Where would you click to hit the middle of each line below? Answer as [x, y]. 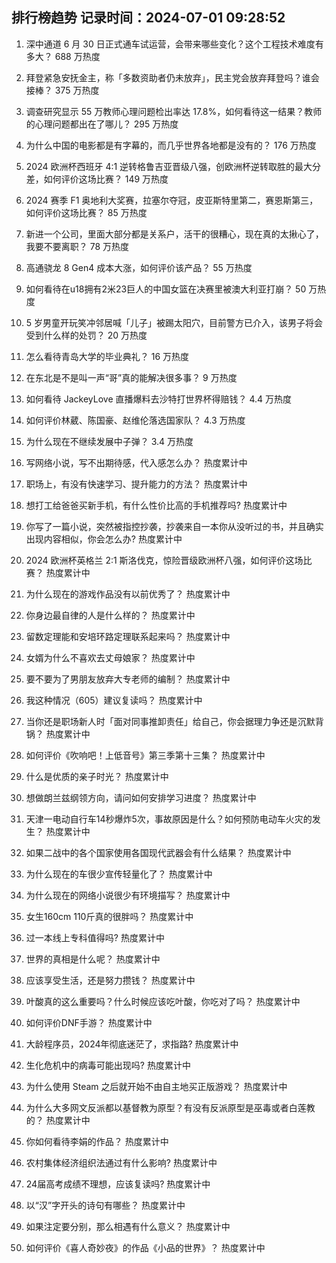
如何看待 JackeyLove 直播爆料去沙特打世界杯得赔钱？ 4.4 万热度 [159, 399]
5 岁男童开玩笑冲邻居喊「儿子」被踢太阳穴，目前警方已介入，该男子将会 [174, 322]
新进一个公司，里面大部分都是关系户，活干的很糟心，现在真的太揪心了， [174, 234]
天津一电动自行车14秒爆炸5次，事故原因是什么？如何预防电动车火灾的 [169, 819]
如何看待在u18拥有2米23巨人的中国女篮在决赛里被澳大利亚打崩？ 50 [166, 289]
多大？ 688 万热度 [63, 56]
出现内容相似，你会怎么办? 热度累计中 [104, 539]
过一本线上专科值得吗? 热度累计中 [95, 937]
